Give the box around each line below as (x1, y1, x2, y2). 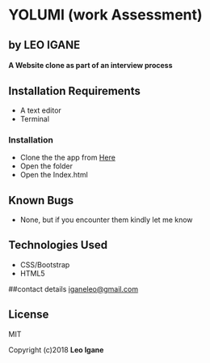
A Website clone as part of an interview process (8, 61, 173, 70)
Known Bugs (8, 193, 74, 207)
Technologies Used (8, 238, 107, 252)
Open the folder (19, 161, 73, 171)
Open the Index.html (19, 170, 89, 180)
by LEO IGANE (8, 38, 81, 52)
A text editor (19, 105, 62, 115)
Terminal (19, 113, 50, 123)
